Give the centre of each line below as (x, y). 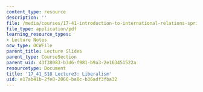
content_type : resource (36, 12)
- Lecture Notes (27, 40)
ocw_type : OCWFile (29, 46)
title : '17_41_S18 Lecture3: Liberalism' (59, 74)
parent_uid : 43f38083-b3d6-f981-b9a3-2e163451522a (71, 62)
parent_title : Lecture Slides (44, 51)
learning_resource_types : (39, 34)
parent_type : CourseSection (42, 57)
